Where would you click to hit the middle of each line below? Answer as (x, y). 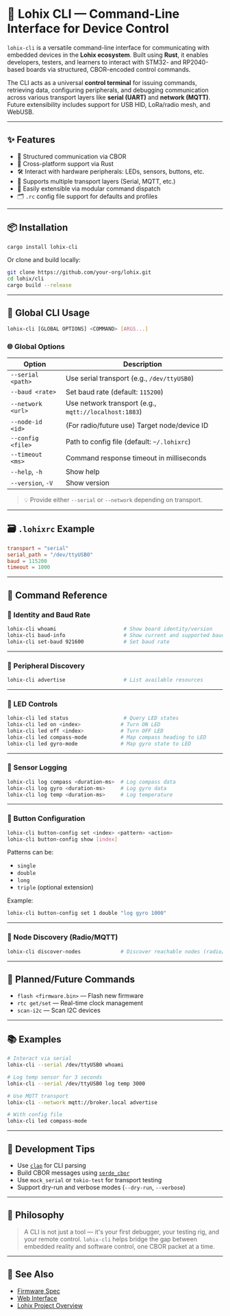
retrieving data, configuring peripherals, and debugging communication (108, 90)
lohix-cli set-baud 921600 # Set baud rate (88, 642)
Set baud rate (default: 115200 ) (114, 392)
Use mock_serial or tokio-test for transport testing (89, 1180)
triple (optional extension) (55, 887)
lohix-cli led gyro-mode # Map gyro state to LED (99, 743)
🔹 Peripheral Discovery (46, 666)
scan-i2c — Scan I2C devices (59, 1010)
